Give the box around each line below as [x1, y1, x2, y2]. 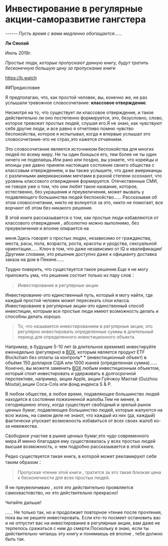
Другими [5, 251, 25, 257]
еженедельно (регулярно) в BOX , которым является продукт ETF [5, 349, 145, 355]
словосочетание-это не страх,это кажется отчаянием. [5, 136, 123, 142]
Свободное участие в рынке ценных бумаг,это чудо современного [5, 433, 149, 439]
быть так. [5, 536, 26, 542]
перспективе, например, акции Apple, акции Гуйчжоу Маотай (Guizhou [5, 376, 158, 382]
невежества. [11, 423, 39, 429]
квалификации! [130, 245, 162, 252]
